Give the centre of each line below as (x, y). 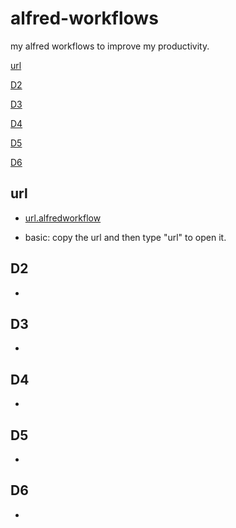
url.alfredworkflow (63, 218)
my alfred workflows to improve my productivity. (110, 46)
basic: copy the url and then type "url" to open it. (125, 237)
